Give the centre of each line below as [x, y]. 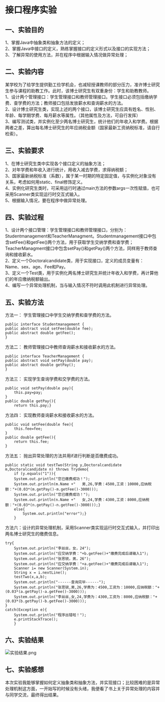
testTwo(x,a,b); [31, 577]
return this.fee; [32, 442]
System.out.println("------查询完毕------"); [60, 582]
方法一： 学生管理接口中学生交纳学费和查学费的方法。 [59, 315]
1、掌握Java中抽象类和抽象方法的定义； [45, 43]
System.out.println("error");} [55, 514]
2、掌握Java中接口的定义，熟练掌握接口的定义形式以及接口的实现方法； [78, 49]
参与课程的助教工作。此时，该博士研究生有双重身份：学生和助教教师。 [80, 90]
